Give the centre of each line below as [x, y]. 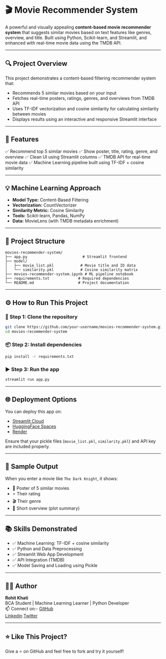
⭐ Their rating [26, 493]
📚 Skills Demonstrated [41, 529]
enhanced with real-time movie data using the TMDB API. [63, 43]
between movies [29, 114]
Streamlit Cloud [28, 421]
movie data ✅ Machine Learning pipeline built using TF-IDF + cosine [75, 162]
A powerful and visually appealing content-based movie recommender [78, 27]
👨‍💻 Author [21, 586]
